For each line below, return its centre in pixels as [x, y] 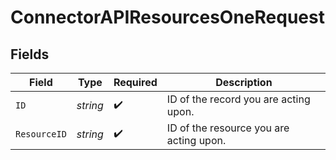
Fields [30, 54]
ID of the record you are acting [238, 99]
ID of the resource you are [228, 128]
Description [244, 82]
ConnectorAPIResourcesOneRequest [167, 17]
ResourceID [41, 134]
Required [135, 82]
